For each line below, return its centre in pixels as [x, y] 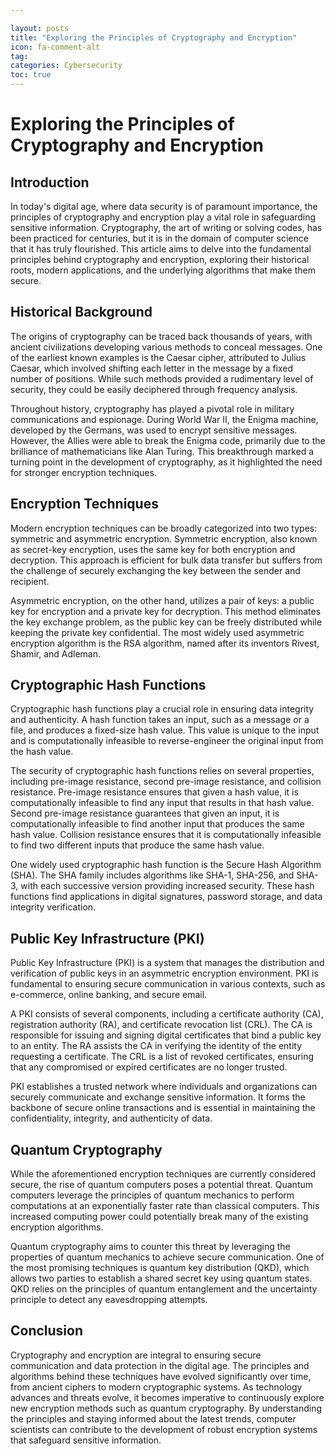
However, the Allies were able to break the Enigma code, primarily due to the [168, 440]
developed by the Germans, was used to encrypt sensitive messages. [154, 430]
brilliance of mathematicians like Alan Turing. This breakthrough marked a [162, 451]
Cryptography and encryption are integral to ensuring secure [136, 1355]
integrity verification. [53, 907]
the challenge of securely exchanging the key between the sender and [155, 570]
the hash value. [42, 752]
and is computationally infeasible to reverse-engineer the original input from [167, 741]
